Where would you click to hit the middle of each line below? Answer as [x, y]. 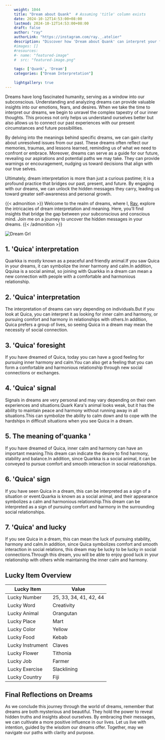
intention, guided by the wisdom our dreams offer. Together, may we [74, 727]
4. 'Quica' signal [31, 388]
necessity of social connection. [37, 330]
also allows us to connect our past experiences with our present [70, 123]
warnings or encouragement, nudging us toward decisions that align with [79, 163]
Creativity [64, 606]
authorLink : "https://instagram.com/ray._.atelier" [68, 37]
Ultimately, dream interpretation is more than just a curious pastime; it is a [80, 178]
